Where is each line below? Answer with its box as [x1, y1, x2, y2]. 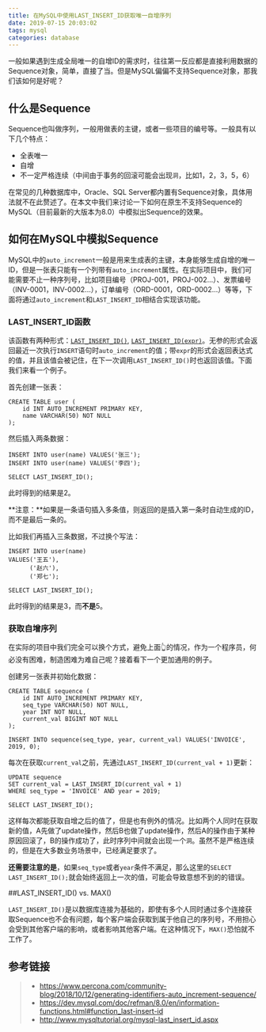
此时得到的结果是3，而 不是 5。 [8, 601, 107, 611]
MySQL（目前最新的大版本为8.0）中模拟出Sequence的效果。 [8, 207, 207, 217]
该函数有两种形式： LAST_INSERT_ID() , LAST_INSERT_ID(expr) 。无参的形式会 [8, 336, 251, 345]
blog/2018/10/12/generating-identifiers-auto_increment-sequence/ [39, 990, 257, 1000]
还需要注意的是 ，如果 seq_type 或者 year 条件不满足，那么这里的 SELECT [8, 863, 232, 872]
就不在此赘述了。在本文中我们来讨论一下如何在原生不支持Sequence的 [14, 197, 243, 207]
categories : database [8, 33, 80, 42]
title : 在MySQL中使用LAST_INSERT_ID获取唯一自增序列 [8, 11, 172, 20]
